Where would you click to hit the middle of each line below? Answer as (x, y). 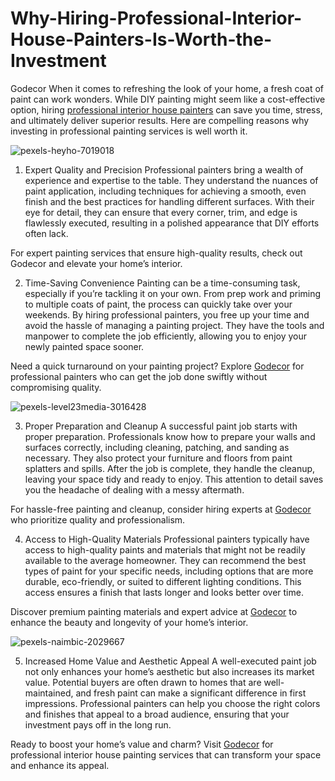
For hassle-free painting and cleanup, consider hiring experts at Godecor (161, 509)
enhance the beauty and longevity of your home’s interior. (129, 622)
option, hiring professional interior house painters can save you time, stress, (166, 109)
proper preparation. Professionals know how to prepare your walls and (170, 436)
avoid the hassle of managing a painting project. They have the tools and (174, 325)
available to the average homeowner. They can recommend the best (165, 560)
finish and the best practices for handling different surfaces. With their (169, 201)
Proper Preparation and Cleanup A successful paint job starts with (161, 426)
